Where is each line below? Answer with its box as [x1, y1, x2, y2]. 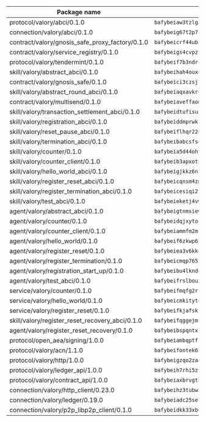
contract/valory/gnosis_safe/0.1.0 [9, 78, 107, 86]
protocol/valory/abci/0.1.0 [9, 18, 85, 26]
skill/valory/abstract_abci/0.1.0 [9, 68, 99, 76]
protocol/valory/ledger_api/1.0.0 [9, 366, 103, 374]
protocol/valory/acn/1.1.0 [9, 346, 84, 354]
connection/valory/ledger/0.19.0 [9, 396, 104, 404]
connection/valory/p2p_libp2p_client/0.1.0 [9, 406, 132, 414]
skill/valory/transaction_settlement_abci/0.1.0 [9, 108, 140, 116]
